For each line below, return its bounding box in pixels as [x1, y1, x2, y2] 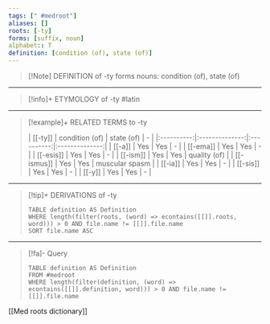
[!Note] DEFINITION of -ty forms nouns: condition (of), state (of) [27, 72, 240, 80]
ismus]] [27, 158, 54, 168]
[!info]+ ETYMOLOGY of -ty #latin [27, 94, 141, 104]
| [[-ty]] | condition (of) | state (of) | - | [27, 133, 154, 142]
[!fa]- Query [27, 248, 68, 258]
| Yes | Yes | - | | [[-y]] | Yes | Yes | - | [27, 167, 152, 177]
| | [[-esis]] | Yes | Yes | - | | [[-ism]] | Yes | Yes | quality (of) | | [27, 150, 234, 159]
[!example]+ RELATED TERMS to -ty [27, 117, 148, 127]
